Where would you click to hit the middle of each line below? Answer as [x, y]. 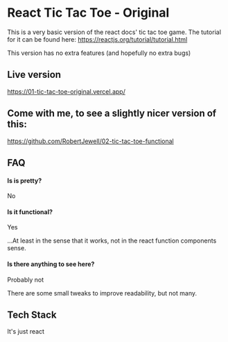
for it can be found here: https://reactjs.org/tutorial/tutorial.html [97, 39]
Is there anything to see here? [51, 264]
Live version [34, 75]
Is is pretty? [25, 180]
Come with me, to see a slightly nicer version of [112, 114]
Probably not [26, 279]
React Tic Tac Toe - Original [88, 13]
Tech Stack [32, 315]
